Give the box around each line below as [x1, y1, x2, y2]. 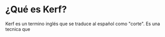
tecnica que [5, 26, 31, 32]
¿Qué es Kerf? [5, 4, 67, 15]
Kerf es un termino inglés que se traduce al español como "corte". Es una [5, 21, 160, 27]
